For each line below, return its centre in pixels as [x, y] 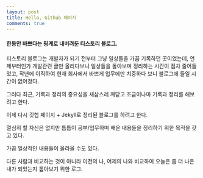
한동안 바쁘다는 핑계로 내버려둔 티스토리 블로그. [62, 43]
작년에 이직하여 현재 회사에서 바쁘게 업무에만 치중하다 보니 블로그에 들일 [105, 73]
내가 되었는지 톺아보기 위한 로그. [45, 169]
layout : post [23, 12]
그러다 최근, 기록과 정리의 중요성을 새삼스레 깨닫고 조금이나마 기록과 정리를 [95, 94]
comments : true [26, 23]
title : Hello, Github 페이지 [41, 18]
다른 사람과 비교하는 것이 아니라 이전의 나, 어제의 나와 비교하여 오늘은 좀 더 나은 [101, 161]
